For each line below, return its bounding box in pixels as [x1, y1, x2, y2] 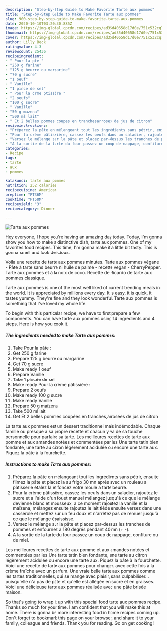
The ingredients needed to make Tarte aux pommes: [5, 332, 116, 338]
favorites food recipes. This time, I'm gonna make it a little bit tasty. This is [5, 245, 157, 251]
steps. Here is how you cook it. [5, 321, 69, 327]
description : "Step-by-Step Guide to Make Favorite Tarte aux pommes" [5, 7, 155, 12]
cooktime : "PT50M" [5, 197, 44, 202]
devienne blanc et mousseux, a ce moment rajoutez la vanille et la [12, 500, 148, 506]
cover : [5, 35, 19, 40]
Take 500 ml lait [12, 408, 46, 414]
